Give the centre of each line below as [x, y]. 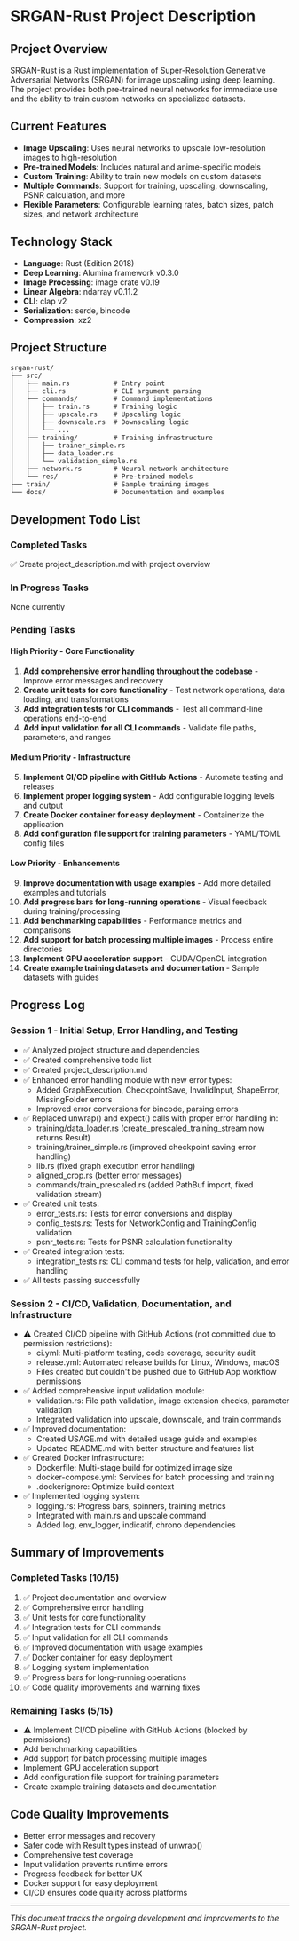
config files [43, 843]
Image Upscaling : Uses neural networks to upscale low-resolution [144, 147]
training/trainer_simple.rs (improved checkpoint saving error [146, 1147]
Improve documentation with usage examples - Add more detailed [147, 883]
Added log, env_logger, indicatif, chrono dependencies [136, 1525]
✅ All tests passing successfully [82, 1280]
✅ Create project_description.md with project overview [110, 564]
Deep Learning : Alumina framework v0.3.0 [101, 272]
